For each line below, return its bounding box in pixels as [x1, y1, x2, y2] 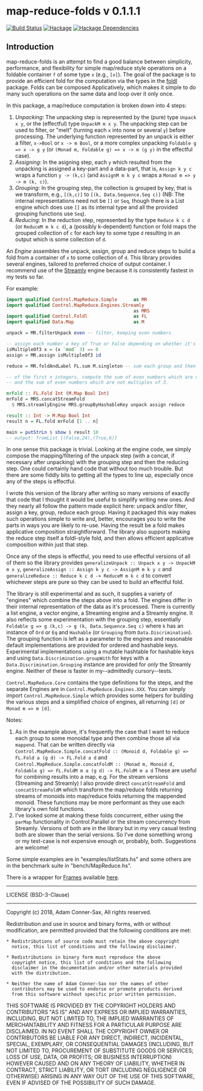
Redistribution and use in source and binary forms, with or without [6, 920, 171, 928]
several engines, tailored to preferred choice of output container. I [6, 260, 170, 267]
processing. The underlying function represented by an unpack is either [14, 133, 195, 140]
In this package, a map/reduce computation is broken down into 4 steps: [6, 102, 187, 109]
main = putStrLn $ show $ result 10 [6, 429, 98, 435]
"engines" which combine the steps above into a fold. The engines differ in [6, 597, 192, 604]
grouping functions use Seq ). [14, 210, 86, 217]
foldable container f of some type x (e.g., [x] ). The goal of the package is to [6, 71, 196, 78]
